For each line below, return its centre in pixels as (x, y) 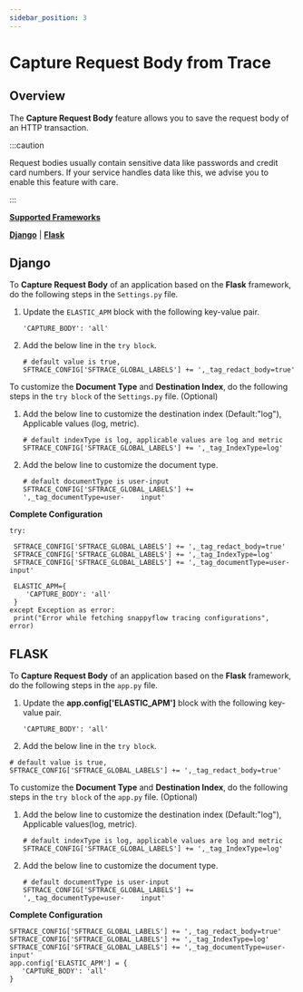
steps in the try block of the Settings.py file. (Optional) (114, 396)
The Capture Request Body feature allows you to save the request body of (149, 118)
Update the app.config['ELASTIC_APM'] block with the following (145, 703)
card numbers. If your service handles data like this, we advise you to (139, 172)
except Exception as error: (63, 610)
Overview (38, 96)
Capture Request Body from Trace (141, 62)
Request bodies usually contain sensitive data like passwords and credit (144, 162)
